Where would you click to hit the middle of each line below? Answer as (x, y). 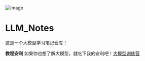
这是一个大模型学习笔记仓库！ (36, 42)
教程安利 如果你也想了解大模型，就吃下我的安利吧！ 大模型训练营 (72, 53)
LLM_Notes (30, 28)
